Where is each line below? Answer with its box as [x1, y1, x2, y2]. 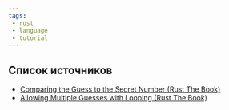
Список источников [8, 63, 113, 77]
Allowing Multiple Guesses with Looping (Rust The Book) [19, 93, 208, 103]
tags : [8, 11, 26, 20]
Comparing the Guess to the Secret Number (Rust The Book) [19, 84, 221, 94]
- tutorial [11, 33, 48, 42]
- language [11, 26, 48, 34]
